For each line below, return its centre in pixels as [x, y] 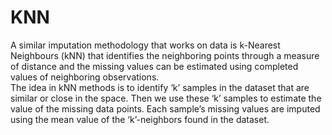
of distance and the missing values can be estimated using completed [154, 66]
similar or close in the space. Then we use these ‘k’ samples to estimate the [166, 98]
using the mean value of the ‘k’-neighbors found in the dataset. [140, 119]
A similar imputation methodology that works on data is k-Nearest [145, 45]
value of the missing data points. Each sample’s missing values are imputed [165, 108]
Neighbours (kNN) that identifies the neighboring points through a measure [165, 55]
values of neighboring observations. [85, 77]
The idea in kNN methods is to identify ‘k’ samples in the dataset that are [160, 87]
